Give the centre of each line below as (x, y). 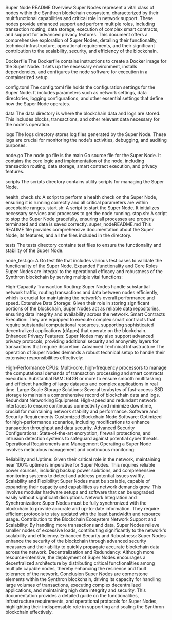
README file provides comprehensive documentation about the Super (80, 230)
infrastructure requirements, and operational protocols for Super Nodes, (81, 601)
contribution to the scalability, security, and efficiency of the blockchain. (82, 51)
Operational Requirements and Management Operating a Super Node (78, 444)
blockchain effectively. (29, 612)
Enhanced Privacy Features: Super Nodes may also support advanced (80, 336)
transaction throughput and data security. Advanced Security (70, 428)
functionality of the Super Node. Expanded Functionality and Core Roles (81, 266)
